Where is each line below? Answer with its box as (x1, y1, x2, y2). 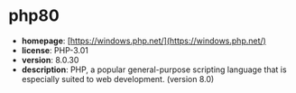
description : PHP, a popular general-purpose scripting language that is (21, 64, 287, 75)
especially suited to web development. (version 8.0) (21, 73, 215, 84)
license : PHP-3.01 (21, 44, 89, 55)
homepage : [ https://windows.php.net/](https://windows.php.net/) (21, 35, 267, 46)
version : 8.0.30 (21, 54, 79, 65)
